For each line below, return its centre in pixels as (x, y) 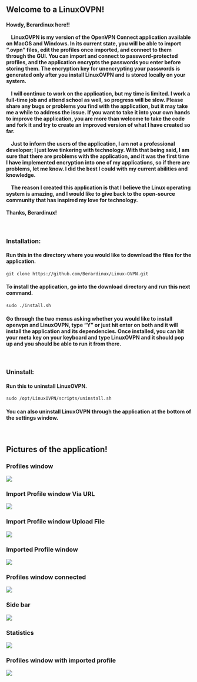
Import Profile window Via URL (51, 494)
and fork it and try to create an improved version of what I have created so (98, 125)
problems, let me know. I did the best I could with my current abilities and (97, 169)
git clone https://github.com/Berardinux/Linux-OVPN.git (77, 274)
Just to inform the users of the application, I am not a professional (93, 143)
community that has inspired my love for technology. (72, 200)
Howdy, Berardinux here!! (38, 24)
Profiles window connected (46, 577)
